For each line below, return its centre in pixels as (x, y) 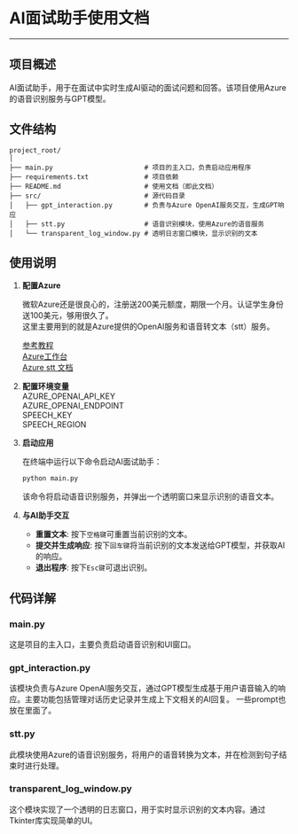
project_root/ (35, 150)
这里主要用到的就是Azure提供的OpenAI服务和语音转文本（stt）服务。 (148, 327)
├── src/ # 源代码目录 (98, 196)
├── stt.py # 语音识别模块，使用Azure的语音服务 (145, 224)
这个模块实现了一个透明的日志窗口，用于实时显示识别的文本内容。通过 (137, 809)
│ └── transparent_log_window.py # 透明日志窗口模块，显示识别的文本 (133, 233)
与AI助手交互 (46, 516)
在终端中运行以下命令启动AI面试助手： (92, 462)
